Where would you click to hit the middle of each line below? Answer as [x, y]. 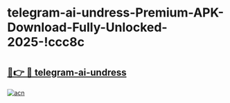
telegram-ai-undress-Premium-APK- [115, 13]
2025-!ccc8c [46, 42]
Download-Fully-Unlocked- [87, 27]
